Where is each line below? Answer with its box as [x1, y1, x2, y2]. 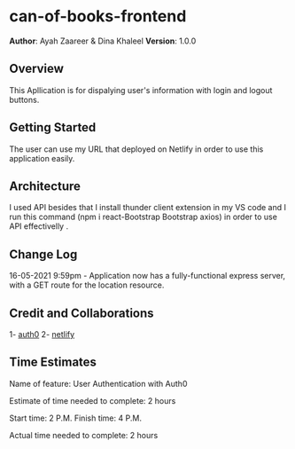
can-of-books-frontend [9, 6, 187, 27]
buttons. [9, 94, 40, 105]
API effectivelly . [9, 221, 69, 232]
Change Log [9, 247, 78, 262]
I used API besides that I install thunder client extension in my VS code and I [9, 202, 286, 213]
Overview [9, 61, 65, 76]
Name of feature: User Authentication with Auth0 [9, 378, 188, 389]
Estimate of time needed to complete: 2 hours [9, 395, 176, 406]
